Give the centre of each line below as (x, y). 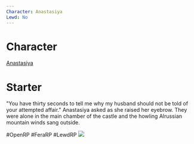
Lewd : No (17, 17)
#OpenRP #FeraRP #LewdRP (41, 135)
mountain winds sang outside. (43, 123)
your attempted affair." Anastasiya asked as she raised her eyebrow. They (97, 110)
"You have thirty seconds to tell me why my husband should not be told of (97, 104)
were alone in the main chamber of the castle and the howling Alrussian (94, 116)
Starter (24, 87)
